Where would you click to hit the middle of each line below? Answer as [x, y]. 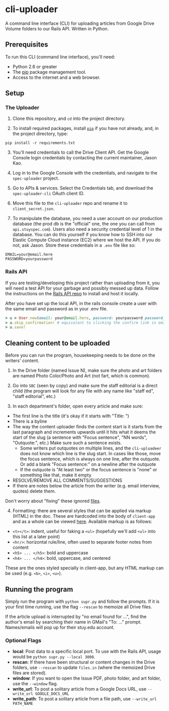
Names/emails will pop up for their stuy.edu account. [60, 627]
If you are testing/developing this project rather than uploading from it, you [82, 283]
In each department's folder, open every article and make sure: [78, 406]
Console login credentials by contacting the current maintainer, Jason [84, 158]
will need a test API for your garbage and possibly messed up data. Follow [82, 288]
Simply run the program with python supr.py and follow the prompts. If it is [82, 601]
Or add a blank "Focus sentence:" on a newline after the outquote [88, 464]
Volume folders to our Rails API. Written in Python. [57, 28]
